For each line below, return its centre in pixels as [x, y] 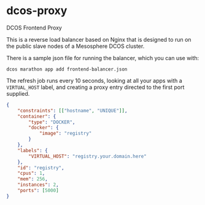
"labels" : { [33, 150]
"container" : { [37, 116]
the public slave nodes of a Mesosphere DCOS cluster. [75, 46]
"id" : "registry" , [41, 168]
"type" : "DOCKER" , [52, 122]
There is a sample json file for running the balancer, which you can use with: [103, 58]
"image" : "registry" [65, 133]
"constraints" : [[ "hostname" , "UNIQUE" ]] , [72, 110]
